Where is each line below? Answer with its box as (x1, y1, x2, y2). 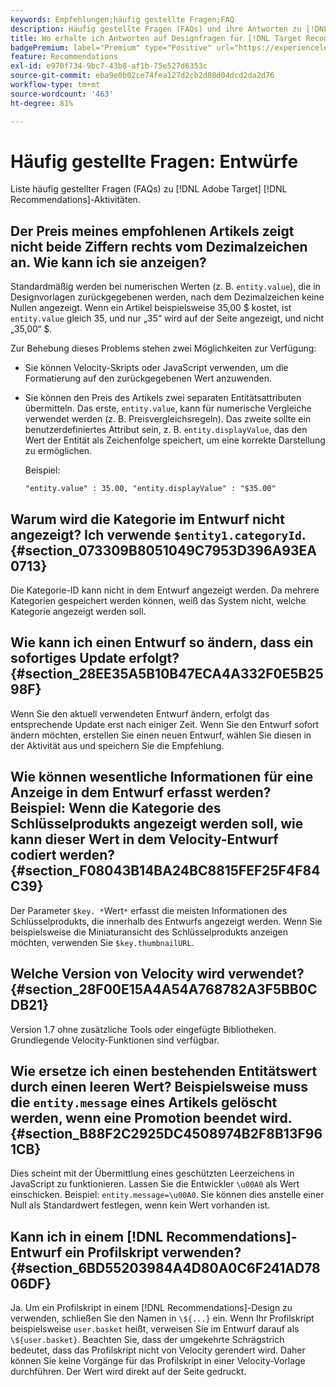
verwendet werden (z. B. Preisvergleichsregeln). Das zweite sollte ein (24, 413, 312, 425)
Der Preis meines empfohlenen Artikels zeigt (10, 222, 295, 240)
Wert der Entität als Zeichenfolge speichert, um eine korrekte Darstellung (24, 434, 326, 446)
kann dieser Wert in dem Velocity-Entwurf (10, 831, 279, 848)
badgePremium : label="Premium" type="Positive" (10, 42, 213, 53)
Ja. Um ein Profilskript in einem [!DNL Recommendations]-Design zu (10, 1302, 293, 1314)
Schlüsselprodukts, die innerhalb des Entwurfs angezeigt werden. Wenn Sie (10, 915, 323, 927)
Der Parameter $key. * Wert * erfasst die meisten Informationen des (10, 904, 288, 916)
